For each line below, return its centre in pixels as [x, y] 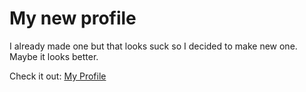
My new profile [73, 18]
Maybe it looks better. [54, 56]
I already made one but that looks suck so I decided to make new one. [153, 46]
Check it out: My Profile [58, 76]
